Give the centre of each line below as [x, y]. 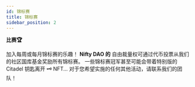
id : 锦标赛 [18, 11]
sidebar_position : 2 [31, 22]
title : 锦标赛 [22, 17]
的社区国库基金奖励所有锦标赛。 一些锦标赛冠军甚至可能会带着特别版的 [92, 62]
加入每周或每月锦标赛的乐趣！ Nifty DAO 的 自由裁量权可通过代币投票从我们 [98, 54]
